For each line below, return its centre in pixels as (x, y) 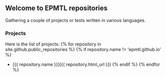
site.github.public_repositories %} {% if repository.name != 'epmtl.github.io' (83, 49)
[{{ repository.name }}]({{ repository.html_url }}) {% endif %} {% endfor (86, 64)
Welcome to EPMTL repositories (56, 8)
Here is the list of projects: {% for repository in (53, 44)
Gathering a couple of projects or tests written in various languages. (75, 20)
